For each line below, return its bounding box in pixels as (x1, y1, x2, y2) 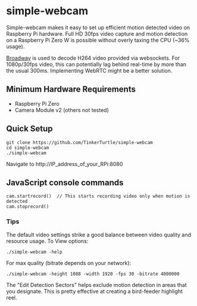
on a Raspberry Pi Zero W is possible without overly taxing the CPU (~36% (6, 36, 190, 43)
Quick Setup (6, 124, 53, 134)
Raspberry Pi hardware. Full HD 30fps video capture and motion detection (6, 30, 188, 37)
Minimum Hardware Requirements (6, 85, 136, 95)
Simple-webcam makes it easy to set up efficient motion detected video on (6, 24, 190, 31)
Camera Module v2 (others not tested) (14, 106, 109, 114)
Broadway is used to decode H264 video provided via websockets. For (6, 54, 180, 61)
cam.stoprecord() (6, 204, 49, 210)
